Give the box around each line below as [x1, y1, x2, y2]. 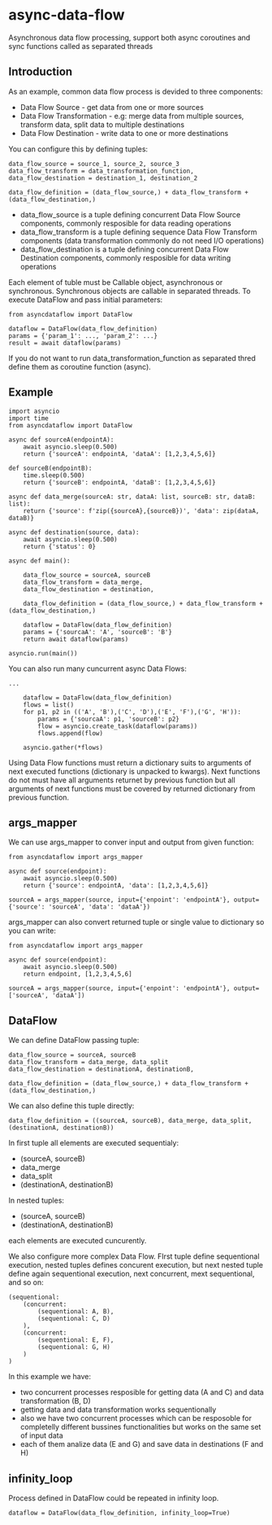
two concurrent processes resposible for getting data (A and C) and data [19, 1387, 264, 1397]
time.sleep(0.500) [23, 471, 85, 480]
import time [8, 414, 49, 423]
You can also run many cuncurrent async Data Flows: [8, 664, 187, 673]
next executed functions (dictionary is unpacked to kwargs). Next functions [8, 766, 261, 776]
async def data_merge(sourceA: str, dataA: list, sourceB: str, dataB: [8, 493, 256, 501]
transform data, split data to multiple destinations [19, 120, 185, 129]
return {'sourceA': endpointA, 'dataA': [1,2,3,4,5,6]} [23, 449, 217, 458]
